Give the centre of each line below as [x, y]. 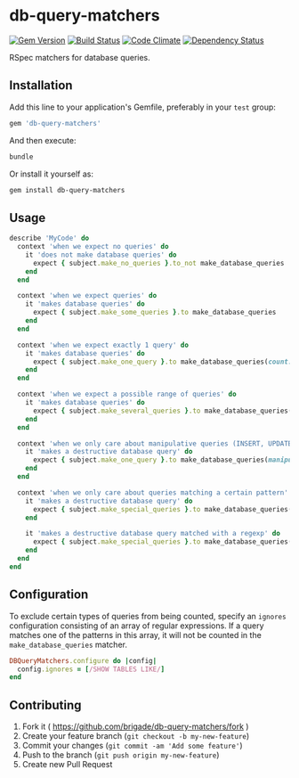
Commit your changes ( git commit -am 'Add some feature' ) [132, 746]
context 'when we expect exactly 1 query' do [103, 345]
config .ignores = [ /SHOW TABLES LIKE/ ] [91, 669]
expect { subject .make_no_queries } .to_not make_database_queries [158, 263]
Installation [41, 86]
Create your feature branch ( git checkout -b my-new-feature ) [136, 736]
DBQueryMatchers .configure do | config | [83, 660]
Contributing [45, 705]
